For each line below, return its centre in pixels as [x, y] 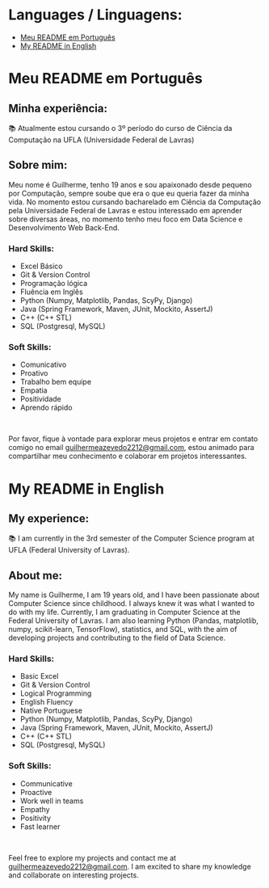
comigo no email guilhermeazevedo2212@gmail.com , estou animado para [131, 448]
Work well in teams [52, 801]
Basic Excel [39, 676]
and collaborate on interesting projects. [74, 875]
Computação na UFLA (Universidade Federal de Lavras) [101, 140]
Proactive [36, 792]
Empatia [34, 390]
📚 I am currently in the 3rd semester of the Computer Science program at [131, 538]
